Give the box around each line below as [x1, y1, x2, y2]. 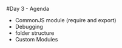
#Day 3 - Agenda [6, 5, 50, 12]
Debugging [15, 23, 44, 30]
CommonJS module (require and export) [15, 17, 117, 23]
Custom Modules [15, 36, 58, 43]
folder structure [15, 29, 55, 37]
